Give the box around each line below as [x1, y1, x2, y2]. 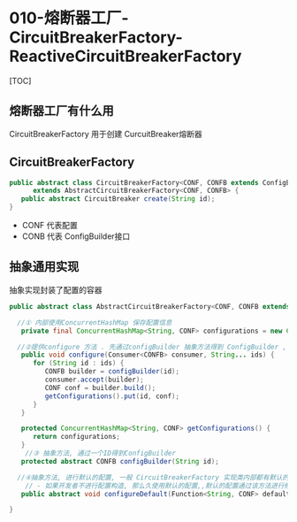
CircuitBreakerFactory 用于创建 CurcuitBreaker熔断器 [9, 128, 203, 139]
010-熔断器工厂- [9, 8, 130, 28]
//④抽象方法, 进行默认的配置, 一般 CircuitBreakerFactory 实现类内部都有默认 [17, 472, 283, 482]
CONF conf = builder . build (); [44, 383, 156, 392]
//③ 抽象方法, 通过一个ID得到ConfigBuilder [25, 449, 177, 457]
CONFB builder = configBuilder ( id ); [44, 367, 179, 376]
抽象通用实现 [9, 259, 80, 274]
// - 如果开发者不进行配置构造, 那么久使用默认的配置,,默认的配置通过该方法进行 [25, 481, 285, 490]
